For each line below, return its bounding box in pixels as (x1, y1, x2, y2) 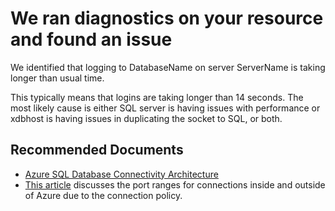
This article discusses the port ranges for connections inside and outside (24, 178, 326, 191)
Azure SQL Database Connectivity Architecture (24, 168, 219, 180)
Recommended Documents (10, 142, 184, 159)
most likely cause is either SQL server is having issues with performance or (10, 102, 321, 114)
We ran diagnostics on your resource (10, 7, 324, 30)
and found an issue (10, 28, 173, 51)
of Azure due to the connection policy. (24, 189, 183, 201)
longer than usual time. (10, 72, 105, 84)
